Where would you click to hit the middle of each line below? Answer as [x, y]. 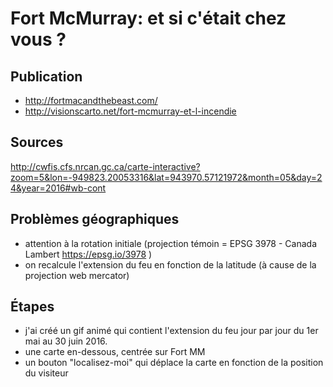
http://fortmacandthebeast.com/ [91, 100]
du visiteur [46, 373]
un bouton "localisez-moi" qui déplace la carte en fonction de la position [174, 363]
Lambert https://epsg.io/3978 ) [88, 254]
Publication [46, 76]
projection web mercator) [77, 275]
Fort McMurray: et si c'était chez [148, 18]
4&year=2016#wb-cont [58, 188]
